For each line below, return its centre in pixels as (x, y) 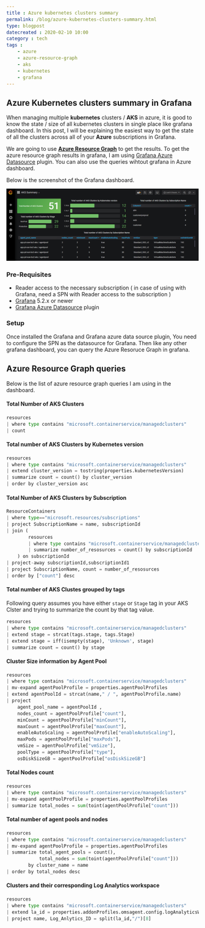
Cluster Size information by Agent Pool (56, 661)
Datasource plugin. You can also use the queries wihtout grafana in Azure (99, 162)
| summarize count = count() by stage (56, 648)
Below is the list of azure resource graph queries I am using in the (89, 383)
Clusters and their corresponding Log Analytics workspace (83, 885)
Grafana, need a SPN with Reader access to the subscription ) (93, 294)
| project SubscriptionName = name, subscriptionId (73, 524)
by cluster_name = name (58, 865)
